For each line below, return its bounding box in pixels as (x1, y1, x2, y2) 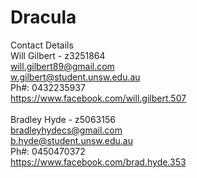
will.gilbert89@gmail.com (10, 60, 115, 72)
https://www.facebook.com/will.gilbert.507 (10, 92, 187, 104)
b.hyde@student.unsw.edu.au (10, 134, 133, 146)
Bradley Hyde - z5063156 (10, 113, 116, 125)
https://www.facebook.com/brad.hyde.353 (10, 156, 187, 168)
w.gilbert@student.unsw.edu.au (10, 71, 141, 83)
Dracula (10, 6, 77, 29)
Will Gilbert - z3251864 (10, 49, 106, 61)
